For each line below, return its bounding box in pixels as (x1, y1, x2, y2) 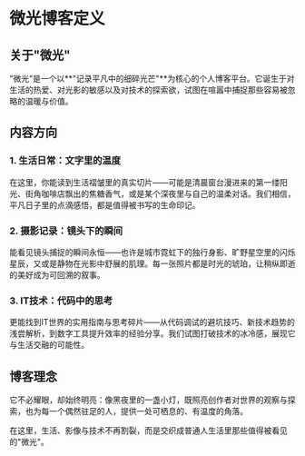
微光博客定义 (9, 8, 106, 29)
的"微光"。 (9, 437, 50, 448)
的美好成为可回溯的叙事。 (9, 269, 105, 280)
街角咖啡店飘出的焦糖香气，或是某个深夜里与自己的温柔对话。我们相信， (25, 188, 296, 199)
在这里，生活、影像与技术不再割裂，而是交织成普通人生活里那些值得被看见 (9, 425, 288, 436)
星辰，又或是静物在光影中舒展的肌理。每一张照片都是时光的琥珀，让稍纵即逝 (9, 258, 296, 269)
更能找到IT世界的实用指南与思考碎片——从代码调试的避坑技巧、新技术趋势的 (9, 317, 295, 328)
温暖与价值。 (25, 96, 74, 106)
